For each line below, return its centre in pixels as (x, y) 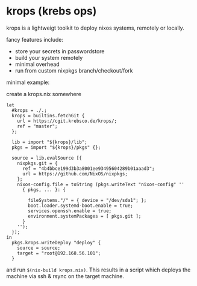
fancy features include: (35, 39)
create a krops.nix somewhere (44, 94)
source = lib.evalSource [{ (47, 158)
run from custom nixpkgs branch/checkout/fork (74, 70)
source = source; (39, 248)
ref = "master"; (38, 126)
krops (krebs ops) (52, 11)
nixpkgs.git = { (38, 163)
